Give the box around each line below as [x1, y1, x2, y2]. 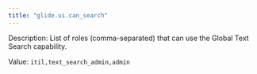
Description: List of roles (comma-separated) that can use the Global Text [8, 33, 249, 43]
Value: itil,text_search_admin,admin [8, 57, 131, 66]
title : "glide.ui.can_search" [8, 11, 109, 20]
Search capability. [8, 41, 67, 51]
